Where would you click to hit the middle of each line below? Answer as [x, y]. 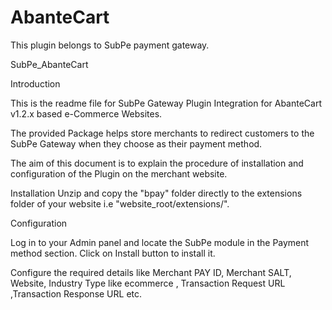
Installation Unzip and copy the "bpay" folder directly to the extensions [156, 193]
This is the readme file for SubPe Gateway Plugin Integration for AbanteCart [166, 103]
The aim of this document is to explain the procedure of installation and [157, 163]
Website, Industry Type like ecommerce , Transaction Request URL [148, 283]
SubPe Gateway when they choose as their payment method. [136, 143]
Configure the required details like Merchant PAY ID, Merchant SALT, [151, 272]
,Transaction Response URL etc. [76, 293]
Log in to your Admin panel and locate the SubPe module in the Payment [160, 242]
